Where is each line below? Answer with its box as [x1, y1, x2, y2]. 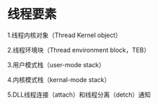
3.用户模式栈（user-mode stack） [7, 60, 105, 69]
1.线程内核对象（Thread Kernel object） [7, 31, 122, 39]
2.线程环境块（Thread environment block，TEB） [7, 45, 150, 54]
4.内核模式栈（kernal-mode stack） [7, 75, 111, 84]
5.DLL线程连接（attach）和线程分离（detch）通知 [7, 90, 151, 99]
